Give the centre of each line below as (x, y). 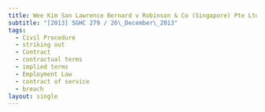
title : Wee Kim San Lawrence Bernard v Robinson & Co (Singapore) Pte (127, 15)
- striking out (40, 45)
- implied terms (42, 67)
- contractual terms (49, 60)
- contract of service (52, 81)
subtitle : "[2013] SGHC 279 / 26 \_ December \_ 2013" (93, 23)
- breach (30, 89)
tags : (17, 30)
